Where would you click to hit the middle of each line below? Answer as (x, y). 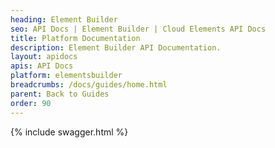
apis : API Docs (42, 66)
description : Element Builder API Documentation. (116, 47)
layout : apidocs (44, 57)
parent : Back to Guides (60, 94)
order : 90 (31, 103)
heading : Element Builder (64, 19)
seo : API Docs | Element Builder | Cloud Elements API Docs (138, 29)
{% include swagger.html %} (69, 132)
